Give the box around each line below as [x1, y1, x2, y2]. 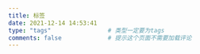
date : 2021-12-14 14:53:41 [8, 19, 98, 27]
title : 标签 [8, 11, 45, 20]
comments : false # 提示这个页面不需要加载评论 [8, 33, 192, 42]
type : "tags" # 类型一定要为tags [8, 26, 165, 34]
